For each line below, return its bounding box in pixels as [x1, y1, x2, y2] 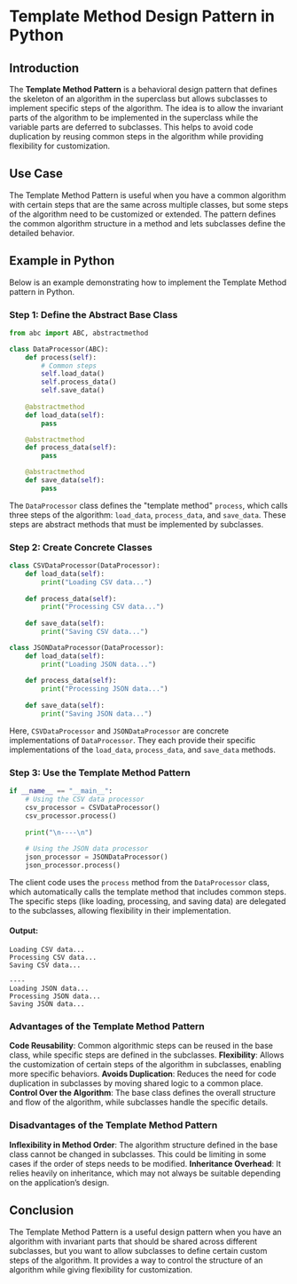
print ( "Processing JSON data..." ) [41, 685, 168, 694]
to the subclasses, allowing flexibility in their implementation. [9, 905, 231, 915]
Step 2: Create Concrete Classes [9, 541, 153, 553]
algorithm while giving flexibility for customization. [9, 1264, 193, 1275]
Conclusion [9, 1203, 74, 1218]
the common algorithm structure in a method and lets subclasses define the [9, 218, 286, 228]
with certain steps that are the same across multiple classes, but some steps [9, 199, 289, 210]
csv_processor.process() [25, 811, 117, 820]
